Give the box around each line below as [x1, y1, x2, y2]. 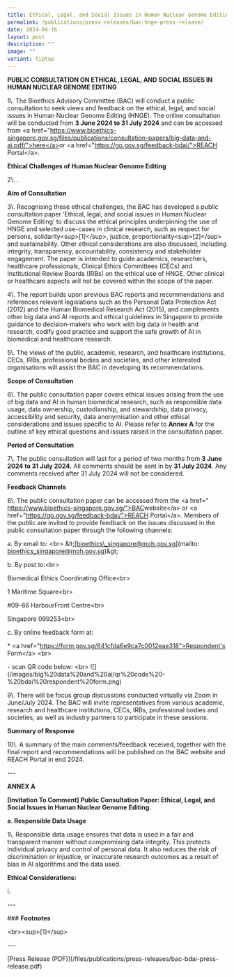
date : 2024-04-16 [7, 26, 58, 33]
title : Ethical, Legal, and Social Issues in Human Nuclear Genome [7, 11, 208, 18]
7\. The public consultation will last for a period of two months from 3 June [7, 454, 222, 462]
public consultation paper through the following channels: [7, 526, 173, 534]
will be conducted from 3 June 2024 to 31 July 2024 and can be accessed [7, 119, 223, 127]
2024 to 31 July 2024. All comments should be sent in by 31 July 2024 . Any [7, 462, 227, 470]
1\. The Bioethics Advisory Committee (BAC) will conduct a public [7, 96, 195, 105]
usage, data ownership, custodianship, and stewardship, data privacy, [7, 405, 208, 413]
